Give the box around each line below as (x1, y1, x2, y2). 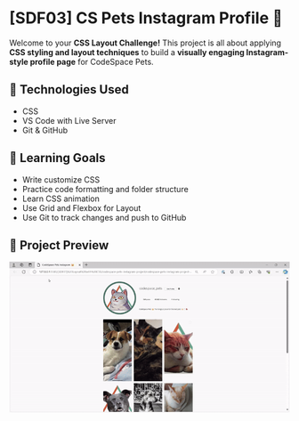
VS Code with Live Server (21, 115, 117, 125)
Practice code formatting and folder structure (21, 183, 189, 194)
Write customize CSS (21, 174, 101, 185)
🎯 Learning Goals (9, 150, 106, 166)
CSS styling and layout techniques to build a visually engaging (9, 46, 245, 57)
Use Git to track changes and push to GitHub (21, 212, 187, 223)
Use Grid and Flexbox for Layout (21, 202, 141, 213)
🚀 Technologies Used (9, 82, 129, 97)
